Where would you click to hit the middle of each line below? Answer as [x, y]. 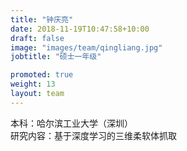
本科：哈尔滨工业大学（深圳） [71, 123]
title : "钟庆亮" [42, 19]
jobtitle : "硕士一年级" [56, 57]
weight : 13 [33, 84]
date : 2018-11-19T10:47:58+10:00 [80, 29]
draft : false [37, 38]
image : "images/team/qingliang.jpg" [86, 47]
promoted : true [42, 75]
